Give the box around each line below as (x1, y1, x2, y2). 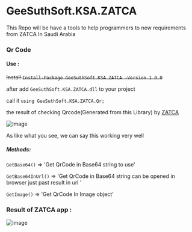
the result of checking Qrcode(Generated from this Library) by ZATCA (6, 109, 179, 116)
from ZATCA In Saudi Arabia (6, 30, 76, 37)
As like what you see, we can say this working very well (6, 132, 144, 139)
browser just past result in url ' (6, 179, 82, 186)
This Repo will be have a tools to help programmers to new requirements (6, 24, 187, 31)
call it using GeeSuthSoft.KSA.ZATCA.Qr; (6, 97, 105, 105)
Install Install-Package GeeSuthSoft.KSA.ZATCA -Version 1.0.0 (6, 74, 163, 81)
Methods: (6, 145, 31, 153)
